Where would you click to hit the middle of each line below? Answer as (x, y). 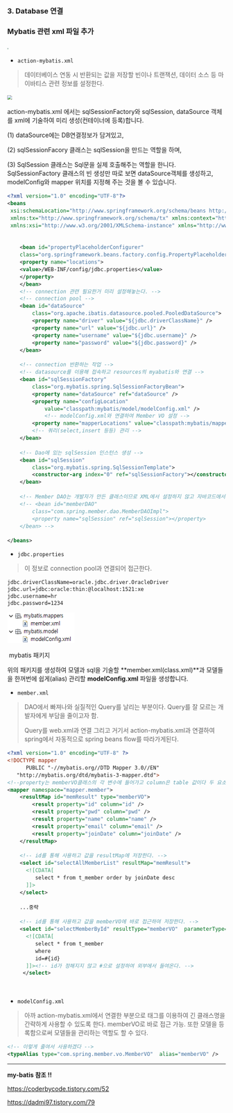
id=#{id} (48, 958)
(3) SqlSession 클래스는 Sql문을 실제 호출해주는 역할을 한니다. (92, 165)
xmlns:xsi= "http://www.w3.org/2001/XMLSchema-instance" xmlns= (103, 225)
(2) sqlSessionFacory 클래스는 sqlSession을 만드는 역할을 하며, (95, 150)
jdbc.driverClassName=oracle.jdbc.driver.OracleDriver (88, 583)
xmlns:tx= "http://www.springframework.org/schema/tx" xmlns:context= (113, 218)
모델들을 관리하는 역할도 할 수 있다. (102, 1033)
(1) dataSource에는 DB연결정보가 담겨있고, (66, 135)
